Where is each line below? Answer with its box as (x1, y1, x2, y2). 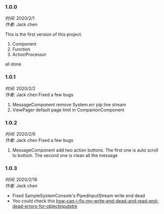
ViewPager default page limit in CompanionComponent (12, 107, 124, 112)
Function (12, 46, 31, 53)
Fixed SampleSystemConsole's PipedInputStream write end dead (12, 193, 145, 199)
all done (5, 61, 21, 67)
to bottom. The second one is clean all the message (12, 152, 118, 158)
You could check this (12, 198, 55, 204)
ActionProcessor (12, 52, 47, 57)
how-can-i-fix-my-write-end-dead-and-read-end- (56, 198, 159, 204)
